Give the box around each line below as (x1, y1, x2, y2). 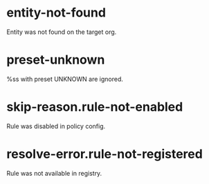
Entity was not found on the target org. (6, 28, 117, 36)
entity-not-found (6, 5, 107, 21)
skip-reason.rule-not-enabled (6, 99, 183, 115)
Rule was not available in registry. (6, 169, 102, 177)
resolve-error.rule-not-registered (6, 147, 203, 162)
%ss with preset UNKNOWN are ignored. (6, 75, 124, 83)
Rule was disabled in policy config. (6, 122, 106, 130)
